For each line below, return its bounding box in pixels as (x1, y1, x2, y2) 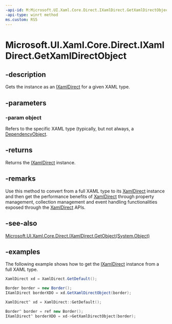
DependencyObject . (5, 131, 48, 137)
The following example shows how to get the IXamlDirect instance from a (5, 261, 160, 267)
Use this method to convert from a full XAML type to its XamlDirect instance (5, 188, 165, 194)
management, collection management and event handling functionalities (5, 199, 158, 205)
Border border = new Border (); (5, 286, 72, 291)
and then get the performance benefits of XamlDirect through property (5, 193, 155, 200)
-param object (5, 114, 42, 121)
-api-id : (5, 7, 24, 13)
